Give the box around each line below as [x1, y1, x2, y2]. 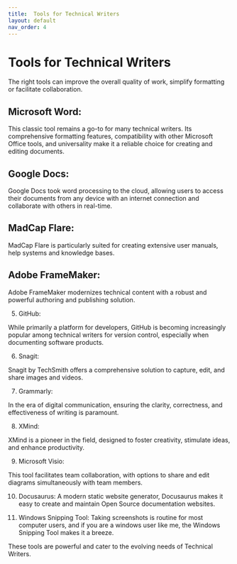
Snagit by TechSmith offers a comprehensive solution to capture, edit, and [8, 365, 226, 374]
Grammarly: [18, 387, 53, 395]
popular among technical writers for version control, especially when [8, 331, 209, 339]
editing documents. [8, 147, 65, 156]
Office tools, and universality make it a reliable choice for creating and [8, 140, 213, 148]
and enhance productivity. [8, 443, 84, 451]
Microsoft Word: [8, 106, 82, 118]
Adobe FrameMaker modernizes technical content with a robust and [8, 288, 207, 297]
